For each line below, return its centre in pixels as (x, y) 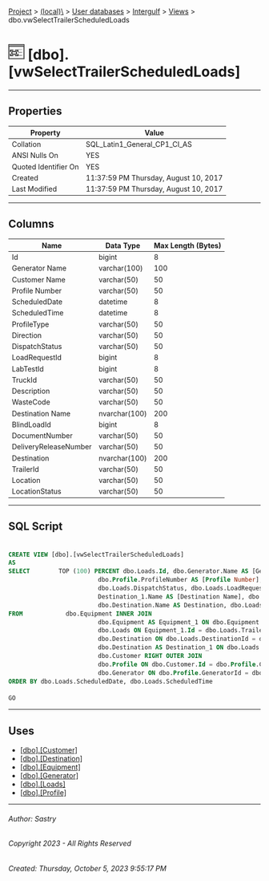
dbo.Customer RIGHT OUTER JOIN (150, 656)
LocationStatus (36, 491)
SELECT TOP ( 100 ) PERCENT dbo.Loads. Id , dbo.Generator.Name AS (128, 571)
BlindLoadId (31, 424)
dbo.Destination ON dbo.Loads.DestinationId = (177, 639)
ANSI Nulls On (35, 156)
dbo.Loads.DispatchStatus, (143, 589)
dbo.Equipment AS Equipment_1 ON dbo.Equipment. (180, 622)
